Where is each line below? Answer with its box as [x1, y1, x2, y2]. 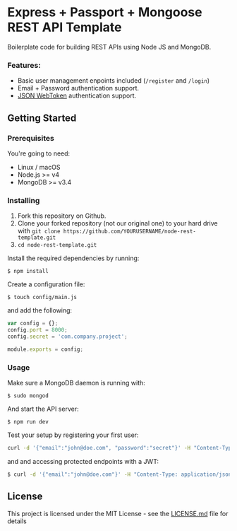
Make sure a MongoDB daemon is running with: [7, 379, 146, 387]
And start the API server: [7, 404, 79, 414]
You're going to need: [7, 149, 71, 158]
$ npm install [7, 268, 49, 275]
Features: [7, 60, 41, 70]
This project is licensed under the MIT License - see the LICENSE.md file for [7, 509, 229, 518]
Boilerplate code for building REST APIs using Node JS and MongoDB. [7, 42, 212, 51]
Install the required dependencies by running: [7, 254, 140, 262]
